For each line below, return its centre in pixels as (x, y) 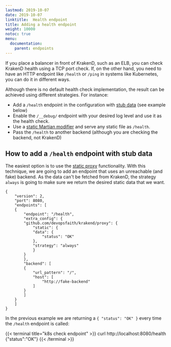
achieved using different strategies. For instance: (57, 95)
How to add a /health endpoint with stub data (79, 154)
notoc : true (18, 34)
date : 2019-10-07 (24, 15)
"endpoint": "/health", (49, 214)
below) (20, 110)
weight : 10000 (20, 29)
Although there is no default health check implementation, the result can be (85, 89)
